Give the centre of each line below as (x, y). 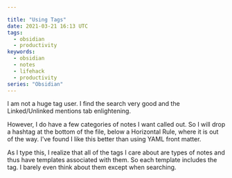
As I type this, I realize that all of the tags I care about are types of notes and (116, 152)
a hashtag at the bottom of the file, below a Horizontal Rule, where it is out (113, 132)
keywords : (21, 52)
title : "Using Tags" (37, 19)
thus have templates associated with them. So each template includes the (112, 160)
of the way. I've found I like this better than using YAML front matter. (104, 139)
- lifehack (29, 71)
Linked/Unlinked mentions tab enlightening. (69, 111)
